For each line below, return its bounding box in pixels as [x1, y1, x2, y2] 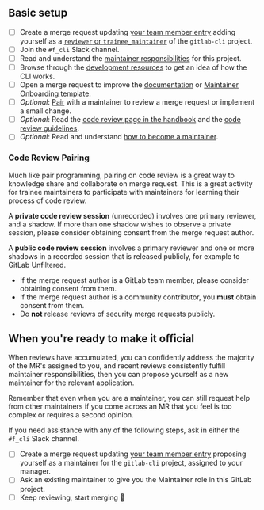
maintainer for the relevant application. [8, 378, 135, 387]
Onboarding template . [19, 89, 91, 98]
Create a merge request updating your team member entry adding [19, 27, 236, 36]
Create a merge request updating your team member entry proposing [19, 449, 247, 459]
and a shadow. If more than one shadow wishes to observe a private [8, 219, 231, 229]
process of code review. [8, 196, 87, 205]
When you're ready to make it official [8, 332, 195, 345]
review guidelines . [19, 124, 79, 133]
